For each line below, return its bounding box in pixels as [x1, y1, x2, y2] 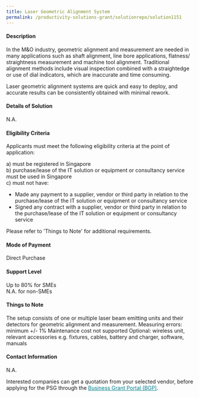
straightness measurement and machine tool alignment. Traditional [6, 58, 169, 65]
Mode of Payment [6, 241, 51, 248]
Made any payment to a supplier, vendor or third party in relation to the [14, 191, 188, 198]
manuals [6, 339, 27, 346]
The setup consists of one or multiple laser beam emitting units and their [6, 314, 184, 322]
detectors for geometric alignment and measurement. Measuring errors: [6, 320, 182, 327]
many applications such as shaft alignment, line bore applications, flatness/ [6, 52, 190, 59]
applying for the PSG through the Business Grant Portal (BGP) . [6, 384, 159, 391]
